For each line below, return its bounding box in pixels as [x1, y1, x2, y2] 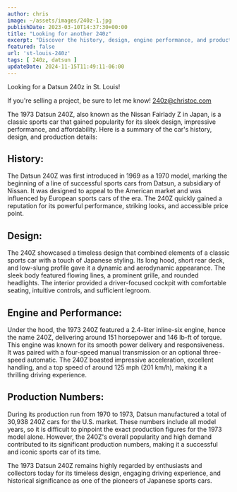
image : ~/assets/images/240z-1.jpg [7, 17, 112, 24]
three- [202, 348, 221, 357]
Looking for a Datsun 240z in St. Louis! [7, 82, 121, 91]
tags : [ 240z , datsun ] [7, 57, 78, 64]
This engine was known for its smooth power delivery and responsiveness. [7, 341, 225, 349]
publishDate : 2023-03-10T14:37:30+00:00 [7, 23, 128, 30]
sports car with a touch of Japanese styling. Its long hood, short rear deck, [7, 256, 225, 265]
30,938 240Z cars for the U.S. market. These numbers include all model [7, 417, 217, 425]
